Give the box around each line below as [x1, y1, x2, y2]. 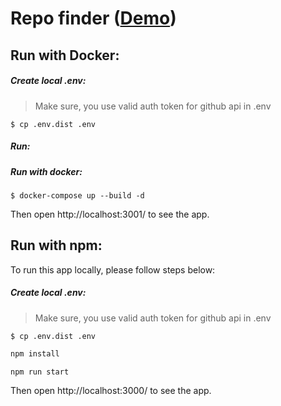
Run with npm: [10, 237, 103, 254]
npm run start [10, 367, 70, 377]
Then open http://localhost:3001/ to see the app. [10, 208, 210, 220]
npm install [10, 348, 60, 359]
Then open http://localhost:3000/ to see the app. [10, 385, 212, 397]
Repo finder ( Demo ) [10, 7, 177, 30]
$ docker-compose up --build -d [10, 190, 145, 201]
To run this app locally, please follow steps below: [10, 263, 216, 276]
